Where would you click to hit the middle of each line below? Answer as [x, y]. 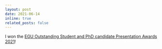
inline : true [18, 18]
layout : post [18, 9]
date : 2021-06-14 [22, 14]
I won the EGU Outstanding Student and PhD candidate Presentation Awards [81, 37]
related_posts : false [27, 23]
